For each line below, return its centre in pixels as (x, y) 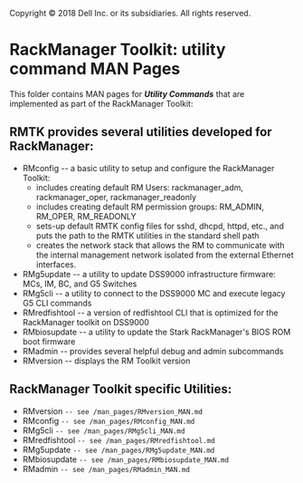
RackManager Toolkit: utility (118, 50)
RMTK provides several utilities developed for (141, 132)
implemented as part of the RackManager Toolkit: (101, 103)
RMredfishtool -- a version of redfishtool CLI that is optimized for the (150, 313)
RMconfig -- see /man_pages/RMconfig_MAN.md (109, 420)
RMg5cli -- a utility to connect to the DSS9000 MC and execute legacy (154, 293)
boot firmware (49, 341)
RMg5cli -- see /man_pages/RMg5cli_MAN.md (104, 430)
